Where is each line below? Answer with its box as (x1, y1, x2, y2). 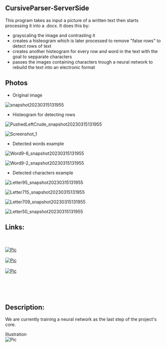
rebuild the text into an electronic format (12, 64, 96, 70)
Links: (5, 223, 25, 232)
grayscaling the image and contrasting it (12, 32, 96, 38)
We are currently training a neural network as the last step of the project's (5, 316, 157, 322)
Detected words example (12, 140, 64, 147)
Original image (12, 92, 43, 98)
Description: (5, 303, 45, 311)
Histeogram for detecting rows (12, 111, 76, 117)
